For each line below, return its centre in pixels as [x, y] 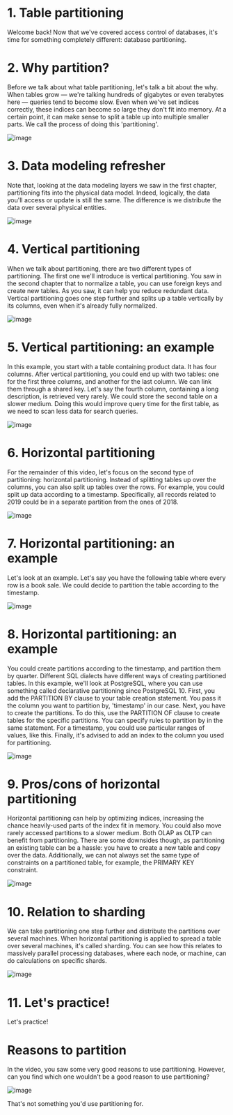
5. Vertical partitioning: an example [111, 347]
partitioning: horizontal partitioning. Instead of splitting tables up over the [112, 479]
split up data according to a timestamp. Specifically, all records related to [112, 494]
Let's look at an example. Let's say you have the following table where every [116, 578]
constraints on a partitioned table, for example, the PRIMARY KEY [101, 862]
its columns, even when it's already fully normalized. [82, 306]
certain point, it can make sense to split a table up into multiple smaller [108, 117]
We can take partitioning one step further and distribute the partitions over [114, 931]
